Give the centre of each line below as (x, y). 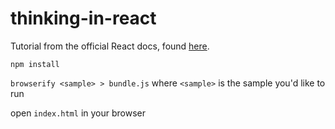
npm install (35, 64)
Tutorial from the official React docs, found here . (110, 46)
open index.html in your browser (78, 113)
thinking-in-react (83, 18)
